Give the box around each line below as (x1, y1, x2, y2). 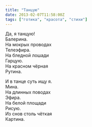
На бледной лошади (5, 52, 49, 58)
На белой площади (5, 100, 47, 106)
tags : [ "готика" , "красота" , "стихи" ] (5, 17, 87, 22)
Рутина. (5, 69, 22, 75)
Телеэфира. (5, 47, 30, 53)
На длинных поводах (5, 89, 51, 96)
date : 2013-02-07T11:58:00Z (5, 12, 65, 17)
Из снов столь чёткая (5, 111, 52, 117)
